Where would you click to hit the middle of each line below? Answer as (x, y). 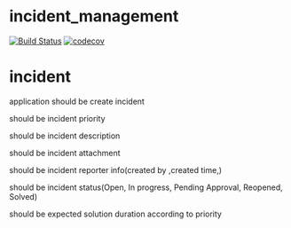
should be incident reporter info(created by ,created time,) (116, 169)
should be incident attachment (65, 153)
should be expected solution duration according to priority (115, 214)
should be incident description (65, 136)
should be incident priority (57, 118)
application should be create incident (77, 101)
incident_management (94, 16)
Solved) (24, 196)
